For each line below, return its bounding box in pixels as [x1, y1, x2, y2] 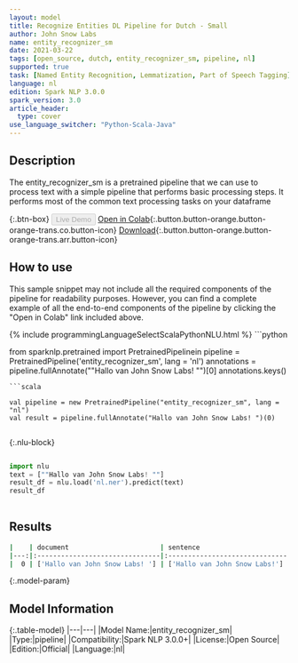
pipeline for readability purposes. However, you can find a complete [9, 292, 257, 303]
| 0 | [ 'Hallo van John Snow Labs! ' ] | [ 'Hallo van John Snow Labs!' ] [9, 559, 284, 569]
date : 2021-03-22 [9, 46, 74, 55]
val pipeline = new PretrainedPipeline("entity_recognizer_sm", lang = [9, 397, 279, 407]
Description [9, 153, 75, 169]
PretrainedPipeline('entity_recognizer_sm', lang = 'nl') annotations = [9, 355, 257, 366]
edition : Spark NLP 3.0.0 [9, 87, 105, 96]
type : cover [17, 112, 62, 121]
